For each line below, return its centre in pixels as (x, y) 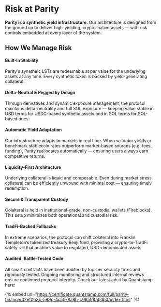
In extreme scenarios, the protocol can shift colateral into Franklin (70, 237)
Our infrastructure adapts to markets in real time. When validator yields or (78, 140)
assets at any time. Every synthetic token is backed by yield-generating (76, 76)
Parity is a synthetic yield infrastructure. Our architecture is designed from (80, 22)
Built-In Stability (22, 60)
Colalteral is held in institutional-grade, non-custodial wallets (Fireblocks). (79, 210)
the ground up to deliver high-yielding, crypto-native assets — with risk (76, 27)
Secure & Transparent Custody (37, 199)
